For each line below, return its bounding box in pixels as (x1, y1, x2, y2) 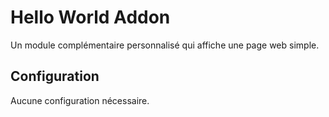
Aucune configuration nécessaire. (10, 94, 150, 106)
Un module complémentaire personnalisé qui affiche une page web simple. (10, 39, 320, 51)
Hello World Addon (10, 6, 171, 29)
